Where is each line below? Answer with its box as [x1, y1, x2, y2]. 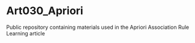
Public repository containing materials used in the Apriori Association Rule [6, 24, 190, 31]
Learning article [6, 29, 45, 37]
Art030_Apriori [6, 4, 83, 18]
